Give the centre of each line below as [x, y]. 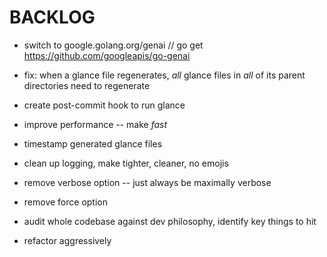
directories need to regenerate [87, 85]
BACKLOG [52, 17]
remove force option [65, 202]
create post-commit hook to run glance [104, 105]
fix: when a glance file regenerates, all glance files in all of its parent [164, 75]
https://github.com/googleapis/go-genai [107, 55]
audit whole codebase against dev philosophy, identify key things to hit [170, 221]
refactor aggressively [67, 240]
